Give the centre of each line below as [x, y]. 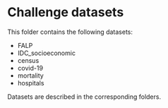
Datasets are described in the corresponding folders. [84, 97]
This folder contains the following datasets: [70, 32]
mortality [30, 76]
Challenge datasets [66, 12]
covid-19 [30, 68]
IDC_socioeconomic [47, 53]
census [28, 60]
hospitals [31, 83]
